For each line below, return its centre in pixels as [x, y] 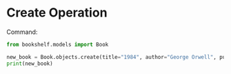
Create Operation [57, 13]
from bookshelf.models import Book [58, 44]
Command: [22, 32]
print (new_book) [30, 64]
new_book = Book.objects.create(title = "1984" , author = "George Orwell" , [111, 57]
